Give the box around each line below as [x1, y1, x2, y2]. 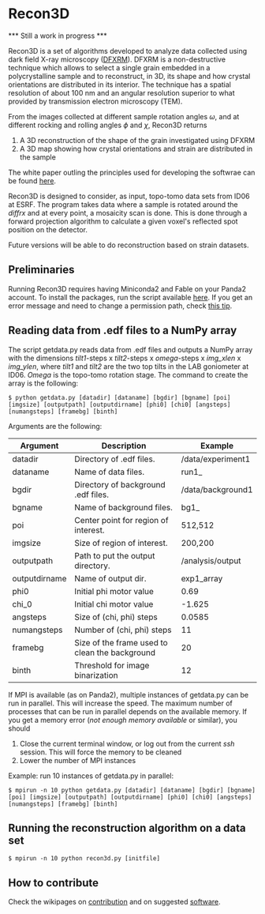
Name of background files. [74, 502, 174, 513]
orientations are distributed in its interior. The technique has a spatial [8, 80, 231, 89]
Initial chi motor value [74, 598, 154, 609]
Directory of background [74, 479, 166, 490]
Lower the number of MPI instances [19, 755, 136, 765]
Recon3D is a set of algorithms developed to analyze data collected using [8, 46, 248, 55]
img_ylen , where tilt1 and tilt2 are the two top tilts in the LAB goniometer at [8, 361, 249, 371]
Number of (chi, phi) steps [74, 624, 172, 635]
